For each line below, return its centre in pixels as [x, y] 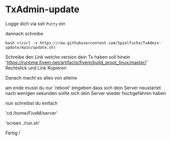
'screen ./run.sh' [23, 123]
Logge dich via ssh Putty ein [35, 24]
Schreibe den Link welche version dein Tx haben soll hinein [68, 57]
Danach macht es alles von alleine [41, 77]
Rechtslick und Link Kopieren [36, 68]
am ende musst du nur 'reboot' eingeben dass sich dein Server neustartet [83, 88]
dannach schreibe [24, 33]
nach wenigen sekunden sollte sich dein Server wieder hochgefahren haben [86, 93]
